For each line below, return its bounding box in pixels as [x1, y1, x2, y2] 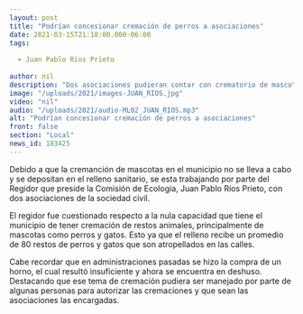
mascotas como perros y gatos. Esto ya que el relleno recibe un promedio [9, 229, 284, 240]
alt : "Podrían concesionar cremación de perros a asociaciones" [9, 114, 256, 123]
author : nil [9, 72, 54, 81]
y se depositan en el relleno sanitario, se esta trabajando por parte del [9, 173, 270, 184]
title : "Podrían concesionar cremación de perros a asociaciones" [9, 22, 264, 31]
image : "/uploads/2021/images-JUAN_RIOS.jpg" [9, 88, 183, 97]
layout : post [9, 13, 59, 23]
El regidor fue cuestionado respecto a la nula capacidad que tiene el [9, 209, 263, 221]
